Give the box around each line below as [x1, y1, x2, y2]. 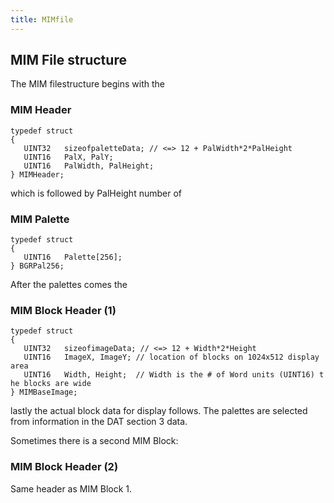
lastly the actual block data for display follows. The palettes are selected [10, 405, 308, 417]
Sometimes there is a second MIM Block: [10, 435, 179, 447]
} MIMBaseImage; [10, 387, 78, 398]
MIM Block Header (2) [10, 460, 119, 474]
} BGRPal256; [10, 261, 65, 271]
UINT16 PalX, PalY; [23, 152, 114, 162]
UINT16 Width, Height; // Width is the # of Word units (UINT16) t [23, 370, 325, 380]
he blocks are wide [10, 379, 92, 389]
